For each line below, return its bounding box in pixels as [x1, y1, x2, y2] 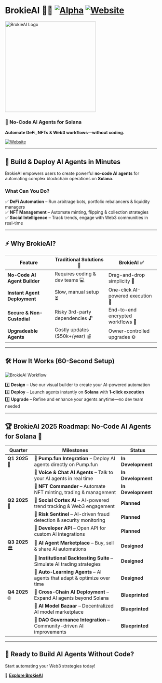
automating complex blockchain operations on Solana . [5, 176, 113, 182]
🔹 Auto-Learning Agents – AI [34, 568, 102, 575]
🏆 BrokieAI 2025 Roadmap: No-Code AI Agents [5, 422, 151, 431]
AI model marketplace [34, 608, 84, 615]
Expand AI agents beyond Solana [34, 594, 109, 601]
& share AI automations [34, 545, 87, 552]
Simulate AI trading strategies [34, 560, 101, 567]
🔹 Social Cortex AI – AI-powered [34, 497, 109, 503]
